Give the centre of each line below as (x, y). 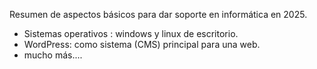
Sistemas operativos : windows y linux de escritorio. (131, 33)
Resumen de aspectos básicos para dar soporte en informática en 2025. (158, 14)
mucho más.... (53, 55)
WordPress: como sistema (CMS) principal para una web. (142, 44)
